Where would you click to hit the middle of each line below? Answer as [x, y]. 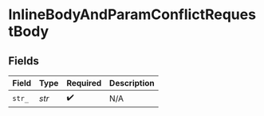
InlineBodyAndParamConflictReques [132, 15]
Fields [24, 61]
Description [132, 83]
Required [84, 83]
